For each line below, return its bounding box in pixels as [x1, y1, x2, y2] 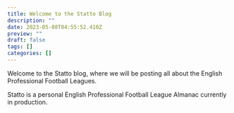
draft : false [7, 37, 46, 44]
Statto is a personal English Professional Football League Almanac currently [7, 90, 227, 99]
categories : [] [7, 50, 52, 57]
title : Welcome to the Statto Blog [7, 10, 112, 18]
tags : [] [7, 43, 33, 50]
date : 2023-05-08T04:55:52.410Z [7, 23, 102, 30]
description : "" [7, 17, 55, 24]
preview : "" [7, 30, 42, 37]
